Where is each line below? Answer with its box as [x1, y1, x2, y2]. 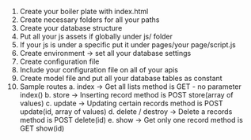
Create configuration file [19, 57, 100, 66]
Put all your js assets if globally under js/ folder [19, 31, 173, 41]
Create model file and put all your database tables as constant [19, 74, 223, 83]
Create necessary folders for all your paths [19, 15, 160, 24]
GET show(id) [19, 123, 65, 133]
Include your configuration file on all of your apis [19, 65, 178, 74]
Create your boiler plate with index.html [19, 7, 149, 16]
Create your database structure [19, 24, 123, 32]
